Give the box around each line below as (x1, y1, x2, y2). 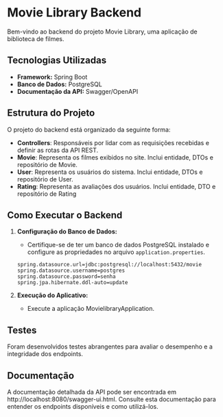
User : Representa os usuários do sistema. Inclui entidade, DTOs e (16, 168, 203, 176)
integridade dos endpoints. (7, 350, 84, 358)
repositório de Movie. (16, 160, 78, 168)
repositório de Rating (16, 190, 77, 198)
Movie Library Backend (7, 5, 142, 21)
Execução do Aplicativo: (16, 291, 89, 299)
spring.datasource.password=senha (16, 273, 116, 280)
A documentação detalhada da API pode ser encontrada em (7, 388, 177, 396)
